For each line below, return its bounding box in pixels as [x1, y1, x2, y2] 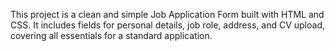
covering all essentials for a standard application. [10, 30, 213, 41]
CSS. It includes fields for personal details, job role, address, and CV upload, [10, 19, 325, 31]
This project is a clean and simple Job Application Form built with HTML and [10, 9, 325, 20]
